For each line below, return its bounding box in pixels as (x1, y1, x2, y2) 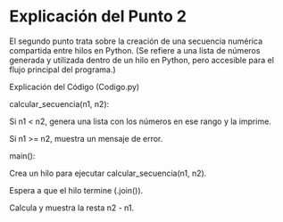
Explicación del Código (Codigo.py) (9, 81, 140, 92)
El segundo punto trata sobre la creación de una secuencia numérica (9, 36, 263, 46)
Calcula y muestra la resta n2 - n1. (9, 202, 135, 213)
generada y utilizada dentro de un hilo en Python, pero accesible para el (9, 54, 275, 65)
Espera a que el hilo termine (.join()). (9, 185, 144, 195)
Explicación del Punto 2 (9, 6, 187, 27)
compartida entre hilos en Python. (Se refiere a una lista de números (9, 45, 261, 55)
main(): (9, 150, 36, 161)
